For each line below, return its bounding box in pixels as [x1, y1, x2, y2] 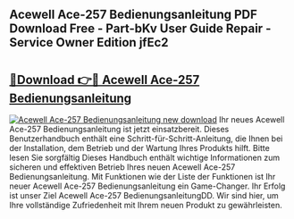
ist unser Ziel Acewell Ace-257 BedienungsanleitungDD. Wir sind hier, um [9, 190, 279, 200]
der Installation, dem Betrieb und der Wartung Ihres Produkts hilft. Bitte [9, 143, 270, 153]
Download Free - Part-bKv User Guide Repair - [9, 21, 272, 37]
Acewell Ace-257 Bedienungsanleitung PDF [9, 7, 257, 22]
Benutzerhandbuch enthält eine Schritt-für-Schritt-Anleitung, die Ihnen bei [9, 133, 283, 144]
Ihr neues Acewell [218, 114, 285, 124]
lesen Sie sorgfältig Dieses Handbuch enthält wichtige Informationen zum [9, 152, 280, 163]
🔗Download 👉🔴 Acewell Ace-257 [9, 72, 200, 88]
